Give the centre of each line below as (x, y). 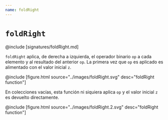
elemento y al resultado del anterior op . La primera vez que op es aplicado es (84, 62)
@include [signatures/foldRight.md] (42, 47)
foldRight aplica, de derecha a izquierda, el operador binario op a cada (78, 56)
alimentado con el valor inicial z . (38, 67)
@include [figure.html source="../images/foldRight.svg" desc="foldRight (80, 77)
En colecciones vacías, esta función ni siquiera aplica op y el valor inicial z (81, 92)
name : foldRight (22, 10)
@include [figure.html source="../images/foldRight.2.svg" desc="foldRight (82, 107)
